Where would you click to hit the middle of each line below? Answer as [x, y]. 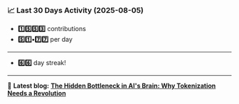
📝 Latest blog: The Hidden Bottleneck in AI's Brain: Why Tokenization [112, 86]
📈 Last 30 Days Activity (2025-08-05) [76, 10]
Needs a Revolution [37, 93]
